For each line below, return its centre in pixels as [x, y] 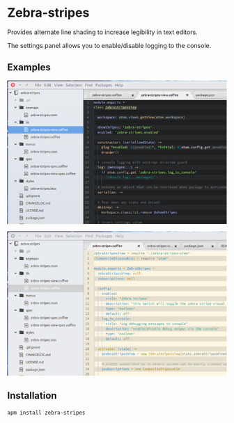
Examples [29, 67]
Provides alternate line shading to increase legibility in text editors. [103, 32]
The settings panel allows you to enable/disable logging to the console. [109, 45]
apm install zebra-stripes [46, 413]
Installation [32, 396]
